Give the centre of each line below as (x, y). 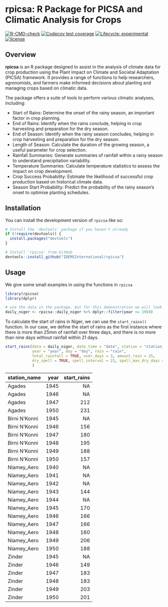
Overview (21, 55)
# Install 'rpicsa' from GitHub (39, 252)
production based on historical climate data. (58, 181)
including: (15, 103)
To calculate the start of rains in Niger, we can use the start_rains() (76, 321)
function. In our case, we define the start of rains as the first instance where (83, 327)
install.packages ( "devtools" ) (41, 238)
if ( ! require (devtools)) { (33, 234)
